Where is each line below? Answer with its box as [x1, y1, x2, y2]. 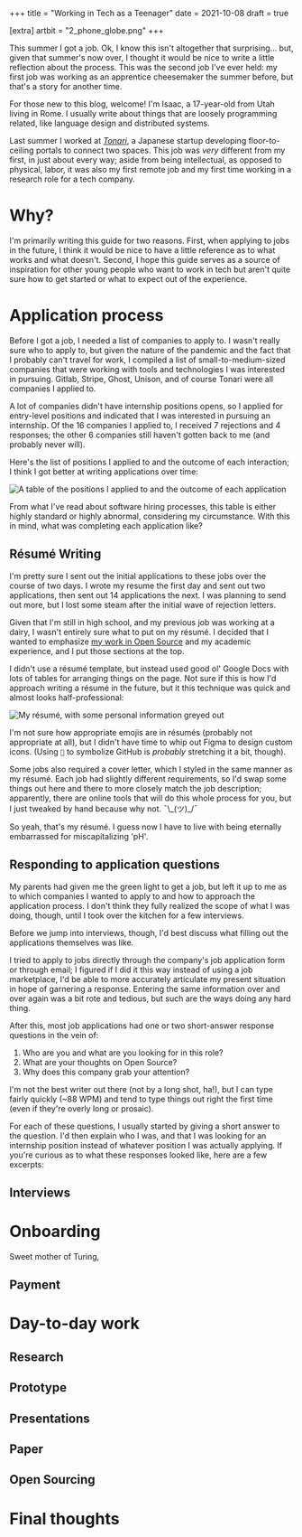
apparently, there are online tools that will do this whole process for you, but [9, 792, 292, 803]
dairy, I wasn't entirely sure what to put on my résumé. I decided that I [9, 626, 269, 637]
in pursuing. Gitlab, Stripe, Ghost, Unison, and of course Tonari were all [9, 373, 273, 384]
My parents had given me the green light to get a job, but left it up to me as [9, 881, 287, 892]
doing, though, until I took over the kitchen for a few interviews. [9, 910, 245, 921]
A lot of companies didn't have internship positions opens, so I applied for [9, 400, 284, 411]
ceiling [9, 145, 34, 155]
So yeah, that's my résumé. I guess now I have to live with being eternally [9, 821, 282, 832]
